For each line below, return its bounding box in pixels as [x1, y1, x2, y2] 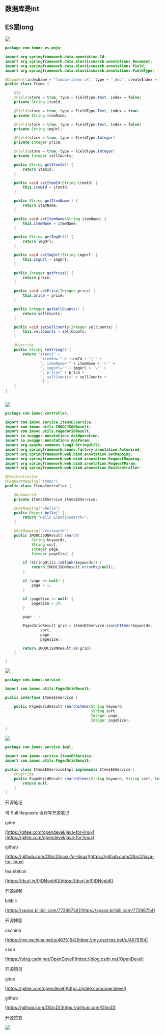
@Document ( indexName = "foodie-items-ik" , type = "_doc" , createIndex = [5, 77, 157, 82]
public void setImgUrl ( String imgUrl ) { [14, 252, 98, 257]
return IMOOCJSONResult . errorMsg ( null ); [31, 565, 115, 570]
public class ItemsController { [5, 484, 71, 489]
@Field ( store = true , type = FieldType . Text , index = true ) [14, 108, 139, 113]
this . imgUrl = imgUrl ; [23, 257, 69, 262]
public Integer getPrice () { [14, 270, 74, 276]
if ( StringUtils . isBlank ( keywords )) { [23, 560, 102, 565]
